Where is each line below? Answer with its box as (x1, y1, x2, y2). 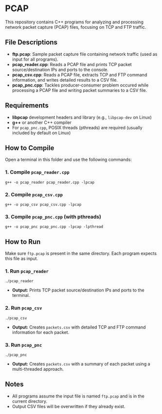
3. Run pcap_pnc (5, 341, 42, 348)
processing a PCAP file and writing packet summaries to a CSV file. (12, 87, 147, 93)
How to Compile (5, 144, 54, 152)
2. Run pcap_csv (5, 305, 42, 311)
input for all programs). (12, 56, 58, 62)
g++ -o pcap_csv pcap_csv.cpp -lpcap (5, 202, 82, 207)
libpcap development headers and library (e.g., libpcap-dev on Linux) (12, 114, 152, 120)
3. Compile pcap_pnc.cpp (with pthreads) (5, 213, 101, 220)
